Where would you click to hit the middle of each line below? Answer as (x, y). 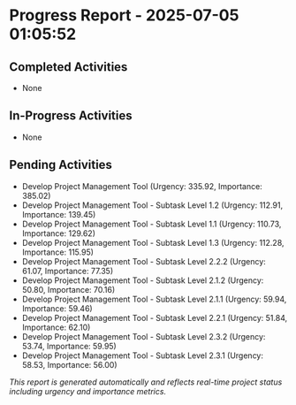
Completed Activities (68, 67)
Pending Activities (61, 165)
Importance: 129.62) (58, 233)
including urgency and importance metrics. (87, 391)
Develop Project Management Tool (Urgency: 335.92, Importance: (142, 186)
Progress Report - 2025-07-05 (124, 15)
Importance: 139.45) (59, 214)
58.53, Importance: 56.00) (69, 364)
